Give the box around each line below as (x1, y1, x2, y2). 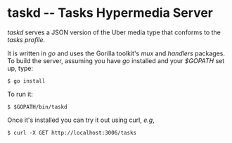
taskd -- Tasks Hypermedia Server (7, 5, 213, 21)
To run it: (7, 90, 34, 98)
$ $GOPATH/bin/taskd (7, 103, 68, 110)
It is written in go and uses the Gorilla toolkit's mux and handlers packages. (7, 49, 226, 57)
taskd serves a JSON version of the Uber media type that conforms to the (7, 28, 221, 36)
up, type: (7, 64, 34, 72)
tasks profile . (7, 35, 46, 43)
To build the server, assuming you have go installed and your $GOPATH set (7, 56, 225, 64)
